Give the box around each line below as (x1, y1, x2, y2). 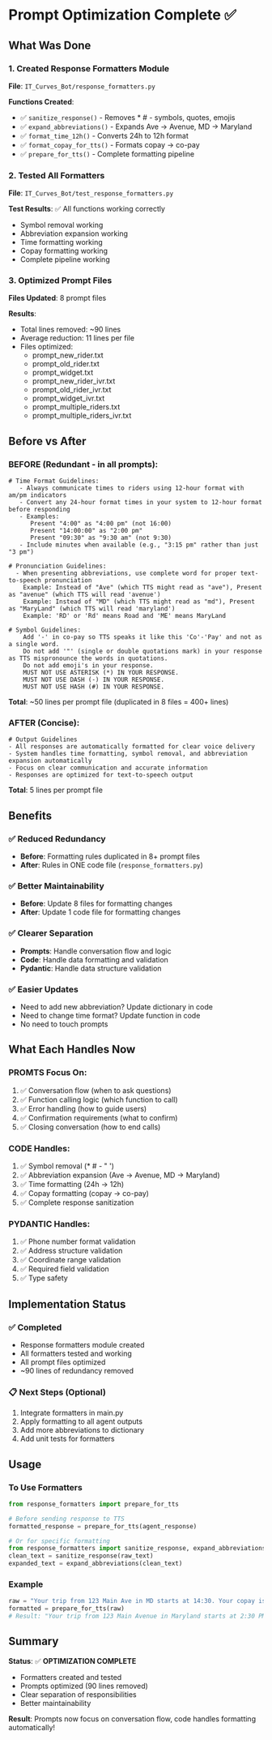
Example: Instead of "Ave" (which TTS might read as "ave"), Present (23, 584, 263, 592)
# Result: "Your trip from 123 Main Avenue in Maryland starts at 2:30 (8, 1612, 255, 1621)
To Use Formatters (8, 1481, 83, 1493)
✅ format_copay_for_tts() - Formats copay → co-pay (19, 139, 200, 149)
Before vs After (8, 434, 87, 448)
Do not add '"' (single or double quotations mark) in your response (23, 647, 263, 656)
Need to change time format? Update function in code (19, 1011, 201, 1021)
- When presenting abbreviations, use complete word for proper (15, 569, 237, 577)
